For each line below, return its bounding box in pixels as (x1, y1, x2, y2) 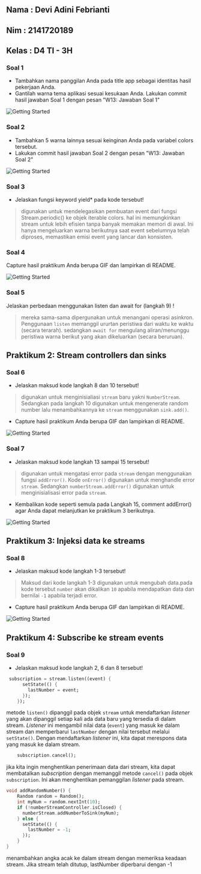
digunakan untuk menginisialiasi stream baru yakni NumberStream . (20, 393, 181, 401)
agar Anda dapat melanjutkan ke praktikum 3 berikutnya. (14, 507, 155, 514)
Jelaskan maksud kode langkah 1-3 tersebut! (14, 567, 126, 575)
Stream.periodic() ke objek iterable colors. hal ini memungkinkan (20, 214, 181, 222)
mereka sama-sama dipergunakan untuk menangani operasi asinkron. (20, 313, 194, 321)
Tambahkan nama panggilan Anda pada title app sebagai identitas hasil (14, 77, 191, 85)
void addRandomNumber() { (6, 788, 71, 794)
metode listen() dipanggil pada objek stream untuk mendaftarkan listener (6, 709, 190, 716)
